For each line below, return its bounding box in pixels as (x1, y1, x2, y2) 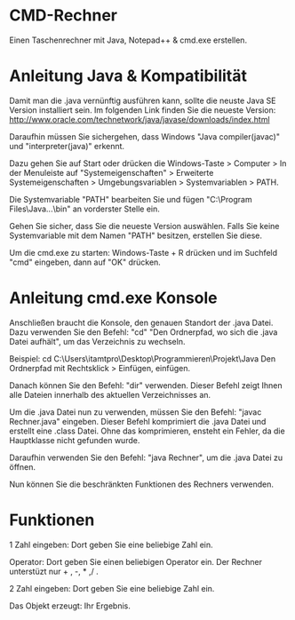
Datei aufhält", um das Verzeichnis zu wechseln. (9, 336, 186, 346)
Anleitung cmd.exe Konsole (9, 288, 218, 308)
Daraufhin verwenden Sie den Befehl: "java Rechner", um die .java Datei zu (9, 452, 283, 463)
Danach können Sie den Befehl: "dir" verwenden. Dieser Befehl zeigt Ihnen (9, 379, 283, 391)
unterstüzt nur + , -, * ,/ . (9, 566, 100, 576)
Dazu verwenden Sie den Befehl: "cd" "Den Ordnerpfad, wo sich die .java (9, 326, 278, 338)
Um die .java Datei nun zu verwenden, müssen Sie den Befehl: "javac (9, 406, 262, 417)
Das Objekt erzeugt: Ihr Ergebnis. (9, 600, 131, 611)
